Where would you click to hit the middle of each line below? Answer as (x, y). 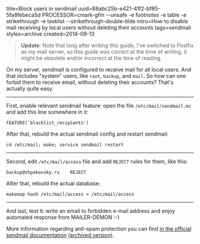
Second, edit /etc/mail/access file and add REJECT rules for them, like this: (97, 161)
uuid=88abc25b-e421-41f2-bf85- (119, 9)
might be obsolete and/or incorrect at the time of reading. (91, 58)
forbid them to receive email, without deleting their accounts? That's (90, 82)
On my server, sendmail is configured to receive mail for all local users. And (99, 70)
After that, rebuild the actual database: (53, 183)
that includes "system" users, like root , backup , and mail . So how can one (96, 76)
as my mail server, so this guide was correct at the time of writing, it (104, 52)
